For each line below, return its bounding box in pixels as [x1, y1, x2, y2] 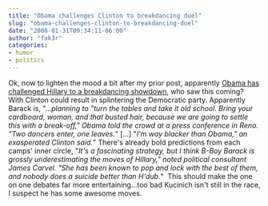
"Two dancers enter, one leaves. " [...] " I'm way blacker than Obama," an [8, 129, 248, 138]
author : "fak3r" [8, 34, 62, 42]
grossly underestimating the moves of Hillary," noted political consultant [8, 154, 246, 164]
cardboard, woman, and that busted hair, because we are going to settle [8, 112, 249, 121]
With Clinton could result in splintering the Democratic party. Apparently [8, 95, 246, 105]
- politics [8, 57, 45, 65]
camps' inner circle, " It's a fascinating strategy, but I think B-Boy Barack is [8, 145, 255, 156]
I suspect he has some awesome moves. [8, 188, 142, 198]
